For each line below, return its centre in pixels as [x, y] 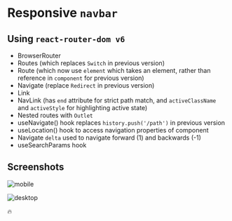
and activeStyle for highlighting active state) [82, 108]
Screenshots [36, 167]
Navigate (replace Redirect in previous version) [86, 85]
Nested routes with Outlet [55, 115]
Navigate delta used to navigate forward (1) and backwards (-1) [109, 138]
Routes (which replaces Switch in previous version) [91, 63]
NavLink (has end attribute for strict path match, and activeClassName [117, 100]
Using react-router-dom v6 [66, 39]
